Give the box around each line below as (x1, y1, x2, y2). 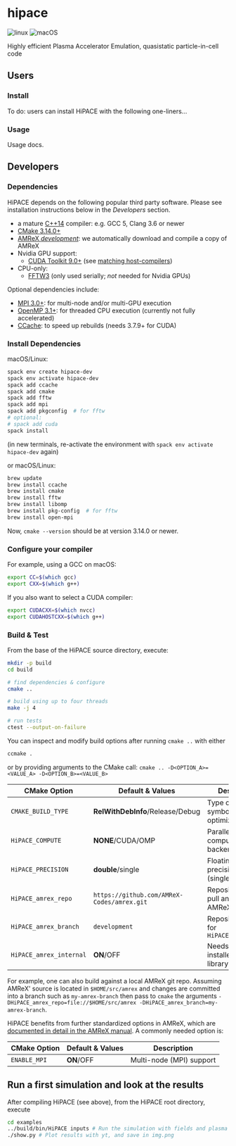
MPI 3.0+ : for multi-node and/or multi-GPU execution (17, 298, 172, 307)
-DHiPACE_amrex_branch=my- (139, 999, 218, 1006)
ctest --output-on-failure (7, 724, 86, 731)
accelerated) (17, 313, 55, 322)
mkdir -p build (7, 660, 52, 667)
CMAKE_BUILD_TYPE (11, 807, 69, 815)
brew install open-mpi (7, 514, 74, 521)
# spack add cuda (7, 420, 58, 427)
